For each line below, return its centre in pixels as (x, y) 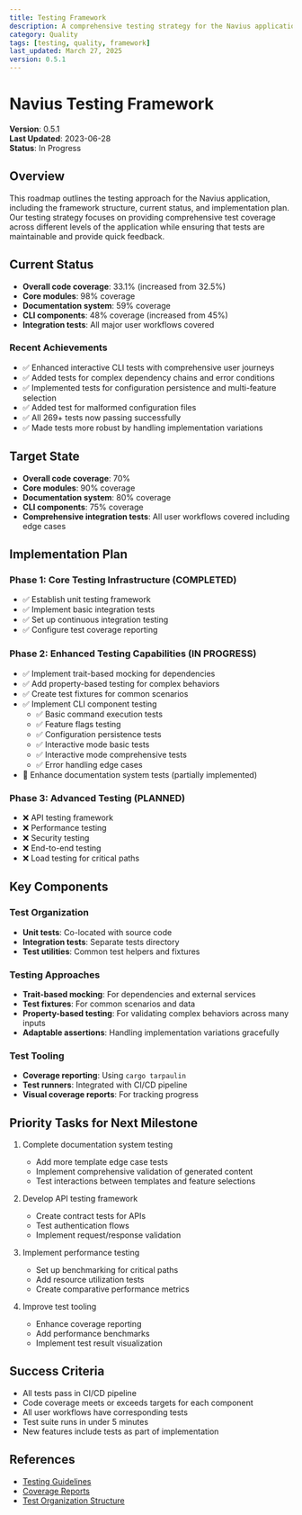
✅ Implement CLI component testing (89, 704)
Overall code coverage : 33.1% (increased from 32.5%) (124, 286)
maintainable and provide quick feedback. (87, 236)
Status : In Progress (45, 148)
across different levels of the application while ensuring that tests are (137, 227)
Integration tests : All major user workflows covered (118, 324)
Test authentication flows (83, 1226)
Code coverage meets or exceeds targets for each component (138, 1402)
